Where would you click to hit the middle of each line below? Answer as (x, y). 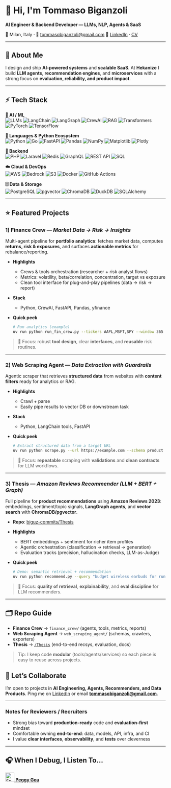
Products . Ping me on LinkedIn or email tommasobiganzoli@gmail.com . (82, 694)
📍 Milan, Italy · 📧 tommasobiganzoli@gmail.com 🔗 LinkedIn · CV (72, 34)
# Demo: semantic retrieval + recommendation (62, 572)
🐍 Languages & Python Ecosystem (42, 135)
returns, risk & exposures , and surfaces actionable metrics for (72, 247)
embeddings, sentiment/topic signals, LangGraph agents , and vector (78, 507)
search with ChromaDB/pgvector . (41, 512)
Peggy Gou (27, 780)
